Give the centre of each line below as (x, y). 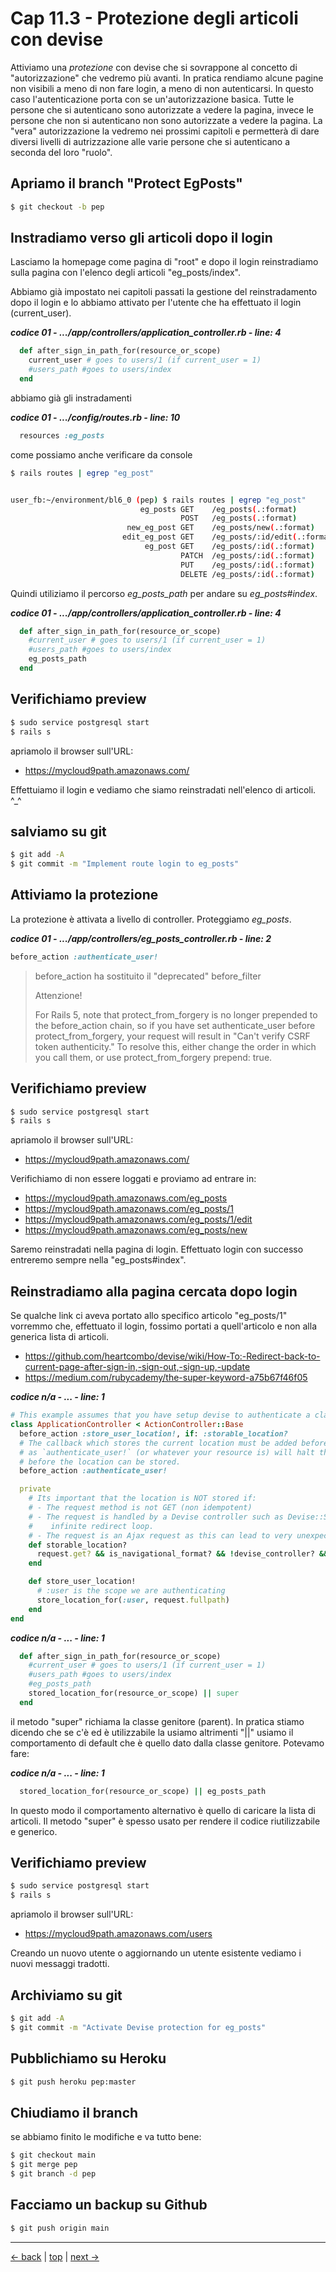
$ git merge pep (44, 2165)
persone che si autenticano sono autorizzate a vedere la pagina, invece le (162, 109)
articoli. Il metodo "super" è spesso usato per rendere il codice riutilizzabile (165, 1821)
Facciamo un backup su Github (109, 2205)
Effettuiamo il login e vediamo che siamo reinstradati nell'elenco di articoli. (163, 789)
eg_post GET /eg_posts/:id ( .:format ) (229, 547)
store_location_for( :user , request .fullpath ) (133, 1600)
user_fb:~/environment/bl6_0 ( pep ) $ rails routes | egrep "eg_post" (158, 500)
